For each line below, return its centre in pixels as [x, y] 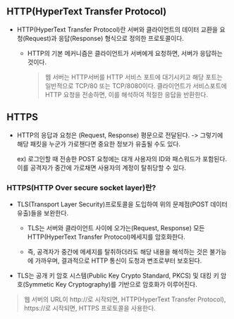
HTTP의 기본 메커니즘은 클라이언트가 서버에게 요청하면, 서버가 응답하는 [125, 53]
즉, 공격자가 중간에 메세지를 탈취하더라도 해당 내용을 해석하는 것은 [118, 251]
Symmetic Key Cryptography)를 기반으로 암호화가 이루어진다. [111, 284]
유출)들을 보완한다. [42, 213]
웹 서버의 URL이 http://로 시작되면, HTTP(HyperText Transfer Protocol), [125, 299]
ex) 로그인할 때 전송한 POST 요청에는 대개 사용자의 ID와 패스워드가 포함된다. [122, 158]
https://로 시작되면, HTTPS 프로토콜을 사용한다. [90, 308]
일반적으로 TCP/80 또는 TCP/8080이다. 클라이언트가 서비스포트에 [136, 86]
